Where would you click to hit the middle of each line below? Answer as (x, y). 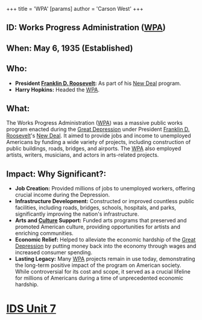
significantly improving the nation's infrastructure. (77, 214)
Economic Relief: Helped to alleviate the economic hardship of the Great (105, 240)
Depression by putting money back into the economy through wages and (106, 246)
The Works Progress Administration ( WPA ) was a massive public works (94, 123)
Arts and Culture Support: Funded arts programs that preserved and (101, 221)
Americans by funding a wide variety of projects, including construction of (99, 142)
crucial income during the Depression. (62, 195)
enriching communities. (44, 233)
